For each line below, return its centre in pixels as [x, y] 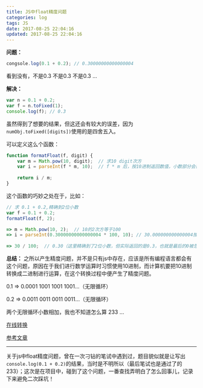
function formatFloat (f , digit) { [50, 155]
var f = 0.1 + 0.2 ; [31, 213]
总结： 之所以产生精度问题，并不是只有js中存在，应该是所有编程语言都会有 [99, 258]
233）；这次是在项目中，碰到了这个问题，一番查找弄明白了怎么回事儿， [95, 371]
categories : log [27, 17]
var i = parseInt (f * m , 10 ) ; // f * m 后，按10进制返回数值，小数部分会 [106, 167]
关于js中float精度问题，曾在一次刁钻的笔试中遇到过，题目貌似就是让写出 [96, 356]
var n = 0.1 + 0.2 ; [31, 100]
